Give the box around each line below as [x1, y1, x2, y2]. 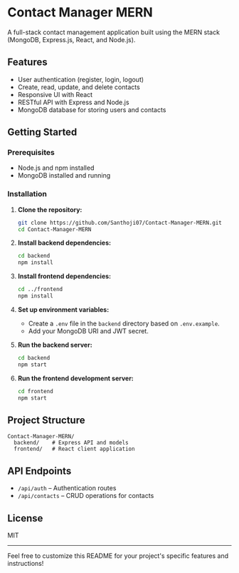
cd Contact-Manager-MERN [17, 225, 92, 233]
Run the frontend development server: [17, 374, 134, 382]
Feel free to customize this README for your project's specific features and [7, 551, 229, 560]
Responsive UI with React [17, 90, 93, 98]
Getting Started [7, 126, 78, 138]
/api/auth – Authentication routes [17, 484, 117, 492]
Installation [7, 189, 48, 199]
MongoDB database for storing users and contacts [17, 105, 166, 114]
